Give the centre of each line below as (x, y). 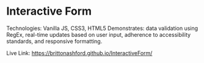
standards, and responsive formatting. (54, 41)
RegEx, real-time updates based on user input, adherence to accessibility (99, 34)
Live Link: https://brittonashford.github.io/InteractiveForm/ (79, 53)
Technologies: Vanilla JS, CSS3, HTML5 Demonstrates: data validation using (102, 28)
